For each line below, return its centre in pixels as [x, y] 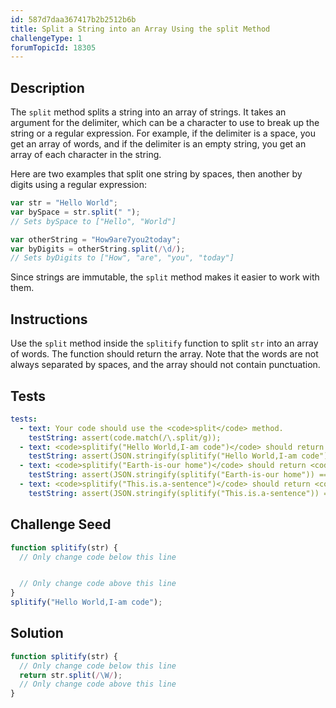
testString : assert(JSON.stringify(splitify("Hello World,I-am [163, 456]
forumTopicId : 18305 [53, 47]
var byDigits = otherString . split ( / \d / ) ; [98, 249]
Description [47, 87]
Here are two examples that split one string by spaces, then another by [156, 174]
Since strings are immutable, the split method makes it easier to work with [165, 277]
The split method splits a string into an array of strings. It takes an [148, 112]
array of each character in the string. [86, 155]
